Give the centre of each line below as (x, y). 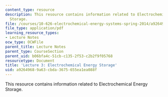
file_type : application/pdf (34, 28)
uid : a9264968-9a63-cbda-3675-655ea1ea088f (51, 70)
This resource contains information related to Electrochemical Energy (76, 84)
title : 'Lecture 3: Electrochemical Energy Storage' (61, 65)
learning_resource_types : (32, 33)
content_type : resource (30, 10)
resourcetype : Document (30, 61)
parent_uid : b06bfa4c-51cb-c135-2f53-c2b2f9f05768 (59, 56)
